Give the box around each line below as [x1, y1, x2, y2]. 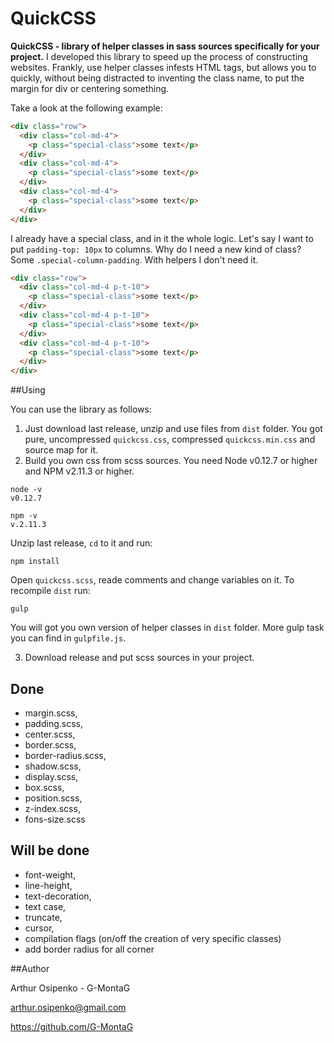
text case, [24, 900, 67, 912]
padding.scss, [24, 718, 83, 729]
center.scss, [24, 728, 76, 740]
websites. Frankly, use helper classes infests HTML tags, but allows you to [10, 61, 317, 73]
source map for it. [24, 444, 99, 456]
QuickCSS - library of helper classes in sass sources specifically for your [10, 40, 320, 52]
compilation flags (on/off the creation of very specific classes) [24, 932, 282, 944]
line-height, [24, 879, 73, 891]
